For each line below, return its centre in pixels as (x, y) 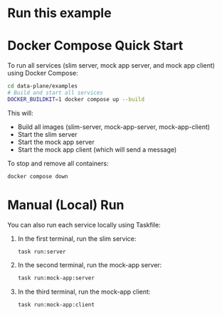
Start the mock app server (56, 142)
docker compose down (38, 176)
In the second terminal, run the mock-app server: (90, 265)
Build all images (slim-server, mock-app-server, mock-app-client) (114, 127)
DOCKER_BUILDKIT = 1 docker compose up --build (76, 99)
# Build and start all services (55, 93)
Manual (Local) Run (66, 205)
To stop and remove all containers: (58, 163)
